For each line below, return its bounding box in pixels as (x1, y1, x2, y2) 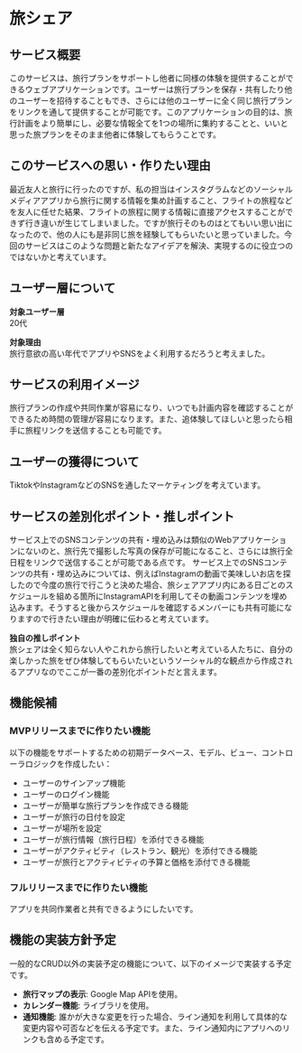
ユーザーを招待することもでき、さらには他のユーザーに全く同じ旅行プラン (16, 96, 293, 106)
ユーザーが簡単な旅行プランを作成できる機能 (22, 800, 189, 811)
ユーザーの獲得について (9, 453, 140, 470)
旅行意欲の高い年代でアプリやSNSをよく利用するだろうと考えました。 (9, 348, 270, 359)
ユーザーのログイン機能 (22, 788, 110, 799)
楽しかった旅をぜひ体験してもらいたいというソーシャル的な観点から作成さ (9, 656, 286, 666)
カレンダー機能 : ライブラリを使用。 (22, 1000, 154, 1011)
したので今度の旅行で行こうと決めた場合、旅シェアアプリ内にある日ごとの (9, 580, 286, 591)
